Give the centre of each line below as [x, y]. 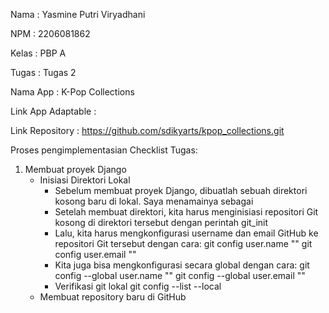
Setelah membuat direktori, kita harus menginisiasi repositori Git [186, 212]
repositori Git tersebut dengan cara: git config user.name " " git [183, 243]
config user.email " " [95, 254]
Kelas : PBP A [38, 53]
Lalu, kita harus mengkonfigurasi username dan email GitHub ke [186, 233]
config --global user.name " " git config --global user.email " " [180, 275]
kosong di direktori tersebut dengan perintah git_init [161, 222]
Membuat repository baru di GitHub [113, 297]
